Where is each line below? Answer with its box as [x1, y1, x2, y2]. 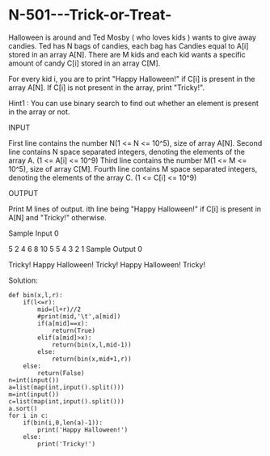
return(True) [51, 326, 95, 335]
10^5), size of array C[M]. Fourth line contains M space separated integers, [8, 164, 258, 173]
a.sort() [8, 404, 38, 412]
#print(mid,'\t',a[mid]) [37, 312, 121, 321]
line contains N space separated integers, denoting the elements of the [8, 147, 245, 156]
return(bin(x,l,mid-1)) [51, 340, 132, 349]
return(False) [37, 369, 85, 377]
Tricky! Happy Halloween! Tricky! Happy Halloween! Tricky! [8, 259, 206, 269]
